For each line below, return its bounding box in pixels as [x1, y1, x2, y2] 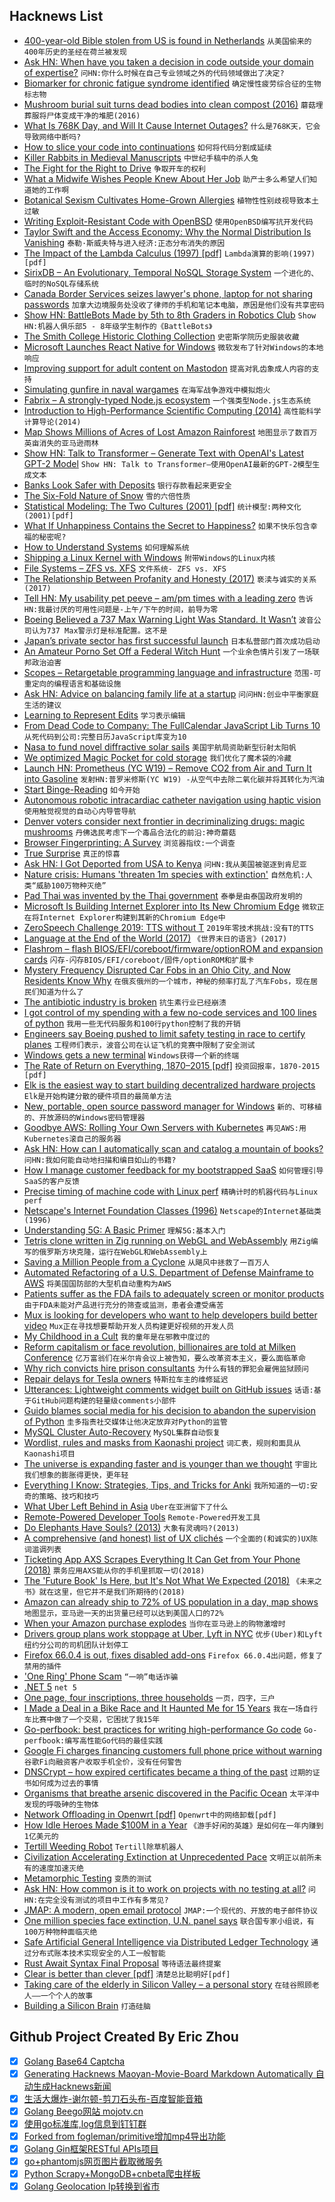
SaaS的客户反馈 [23, 1176, 80, 1186]
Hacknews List [9, 8, 104, 25]
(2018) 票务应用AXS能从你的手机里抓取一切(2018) [23, 1564, 206, 1576]
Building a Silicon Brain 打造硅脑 [23, 1999, 151, 2011]
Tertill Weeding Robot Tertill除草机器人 [23, 1840, 184, 1852]
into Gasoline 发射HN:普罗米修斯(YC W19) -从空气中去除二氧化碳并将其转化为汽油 [23, 772, 325, 784]
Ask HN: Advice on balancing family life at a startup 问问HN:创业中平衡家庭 [23, 687, 319, 699]
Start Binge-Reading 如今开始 [23, 783, 141, 795]
